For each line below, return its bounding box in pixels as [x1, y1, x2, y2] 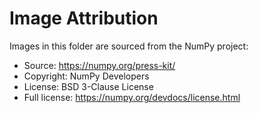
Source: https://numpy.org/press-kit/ [23, 59, 176, 71]
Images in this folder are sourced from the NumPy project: [9, 40, 249, 52]
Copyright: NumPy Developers [23, 70, 150, 82]
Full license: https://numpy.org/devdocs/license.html [23, 91, 241, 103]
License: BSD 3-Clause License [23, 80, 154, 92]
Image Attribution [9, 7, 159, 30]
